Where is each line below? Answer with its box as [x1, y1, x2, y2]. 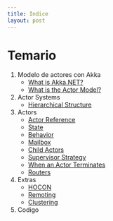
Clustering [27, 198, 58, 207]
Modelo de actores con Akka [17, 71, 101, 79]
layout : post [7, 17, 46, 24]
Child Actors [27, 145, 65, 154]
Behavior [27, 131, 54, 139]
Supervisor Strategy [27, 153, 86, 162]
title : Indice [7, 10, 49, 18]
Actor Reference [27, 116, 76, 124]
